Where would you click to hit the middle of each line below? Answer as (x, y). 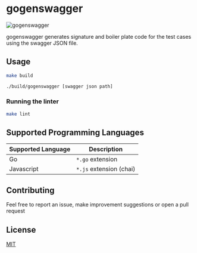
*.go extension (97, 159)
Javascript (24, 169)
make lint (18, 114)
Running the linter (33, 101)
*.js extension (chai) (106, 169)
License (21, 229)
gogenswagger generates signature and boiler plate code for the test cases (99, 36)
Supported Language (40, 149)
